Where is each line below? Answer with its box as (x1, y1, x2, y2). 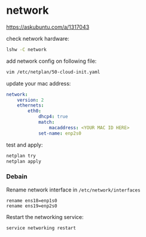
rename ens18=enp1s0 (6, 197, 58, 203)
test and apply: (6, 141, 43, 148)
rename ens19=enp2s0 (6, 203, 58, 209)
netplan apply (6, 158, 42, 165)
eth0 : (28, 108, 42, 114)
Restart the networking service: (6, 213, 84, 220)
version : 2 (17, 97, 44, 103)
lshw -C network (6, 46, 47, 53)
